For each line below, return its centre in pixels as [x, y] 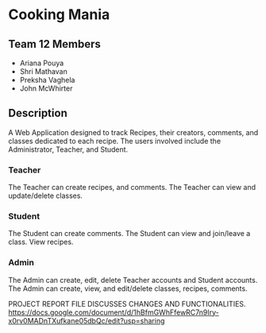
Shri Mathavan [43, 72]
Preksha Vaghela [47, 80]
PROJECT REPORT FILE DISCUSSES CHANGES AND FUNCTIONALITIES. [127, 304]
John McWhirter [46, 88]
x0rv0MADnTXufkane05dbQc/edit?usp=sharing [87, 320]
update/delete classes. [46, 196]
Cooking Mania [59, 15]
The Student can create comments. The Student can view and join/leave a [129, 234]
